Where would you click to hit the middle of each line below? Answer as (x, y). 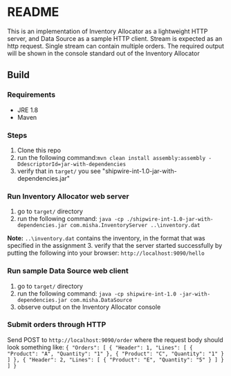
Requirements (31, 95)
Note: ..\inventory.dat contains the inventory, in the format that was (106, 238)
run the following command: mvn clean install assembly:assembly (111, 157)
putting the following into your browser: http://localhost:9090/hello (106, 253)
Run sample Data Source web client (68, 271)
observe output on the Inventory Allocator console (89, 307)
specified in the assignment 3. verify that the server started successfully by (115, 246)
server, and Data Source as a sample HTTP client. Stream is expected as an (115, 38)
